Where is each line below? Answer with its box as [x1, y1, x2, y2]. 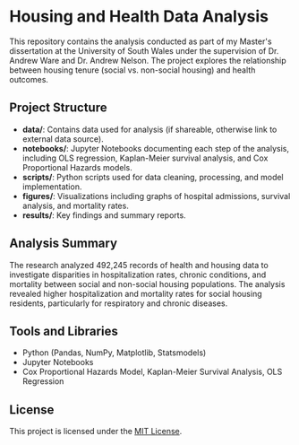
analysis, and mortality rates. [21, 200, 130, 211]
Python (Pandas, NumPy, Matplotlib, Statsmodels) [21, 347, 207, 358]
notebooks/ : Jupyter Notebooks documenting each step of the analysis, [21, 143, 289, 153]
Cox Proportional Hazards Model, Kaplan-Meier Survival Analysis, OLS [21, 366, 283, 378]
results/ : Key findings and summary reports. [21, 209, 186, 221]
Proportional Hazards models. [21, 161, 132, 172]
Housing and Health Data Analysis [9, 6, 269, 27]
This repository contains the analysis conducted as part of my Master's [9, 36, 272, 47]
